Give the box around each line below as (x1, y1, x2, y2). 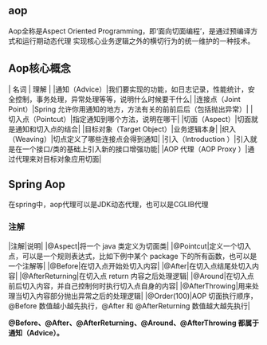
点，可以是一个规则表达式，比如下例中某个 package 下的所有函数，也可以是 (8, 251, 257, 261)
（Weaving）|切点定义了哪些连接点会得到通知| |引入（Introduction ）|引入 (8, 134, 251, 143)
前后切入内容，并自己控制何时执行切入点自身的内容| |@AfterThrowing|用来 (8, 280, 253, 291)
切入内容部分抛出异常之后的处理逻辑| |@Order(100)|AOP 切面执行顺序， (22, 291, 257, 300)
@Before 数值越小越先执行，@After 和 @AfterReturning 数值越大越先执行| (8, 300, 251, 311)
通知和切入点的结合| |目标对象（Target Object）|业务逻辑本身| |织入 (14, 124, 237, 134)
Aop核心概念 (8, 61, 72, 76)
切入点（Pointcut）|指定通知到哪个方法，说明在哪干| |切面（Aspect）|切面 (8, 114, 252, 123)
